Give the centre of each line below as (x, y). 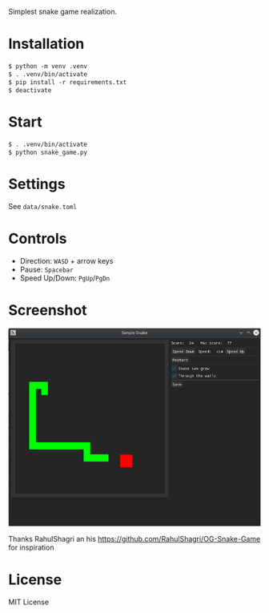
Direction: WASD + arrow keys (66, 260)
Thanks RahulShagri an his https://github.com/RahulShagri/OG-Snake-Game (134, 538)
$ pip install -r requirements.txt (68, 82)
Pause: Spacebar (46, 269)
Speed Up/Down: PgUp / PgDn (65, 278)
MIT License (29, 602)
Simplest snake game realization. (63, 12)
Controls (38, 239)
